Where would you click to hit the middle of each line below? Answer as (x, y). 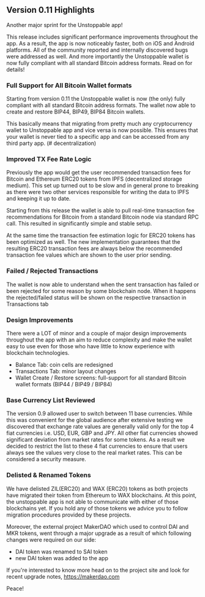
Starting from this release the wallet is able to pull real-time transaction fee (100, 211)
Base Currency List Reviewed (51, 400)
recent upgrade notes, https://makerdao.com (63, 576)
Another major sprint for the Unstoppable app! (65, 25)
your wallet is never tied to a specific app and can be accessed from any (98, 137)
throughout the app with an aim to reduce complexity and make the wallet (99, 340)
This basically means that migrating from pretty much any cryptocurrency (99, 124)
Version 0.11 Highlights (50, 10)
